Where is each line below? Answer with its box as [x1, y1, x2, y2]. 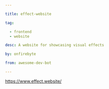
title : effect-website [5, 11, 52, 16]
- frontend [9, 29, 32, 34]
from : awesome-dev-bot [5, 60, 52, 65]
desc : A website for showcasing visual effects [5, 43, 105, 48]
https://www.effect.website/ [5, 78, 62, 84]
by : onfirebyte [5, 52, 36, 57]
